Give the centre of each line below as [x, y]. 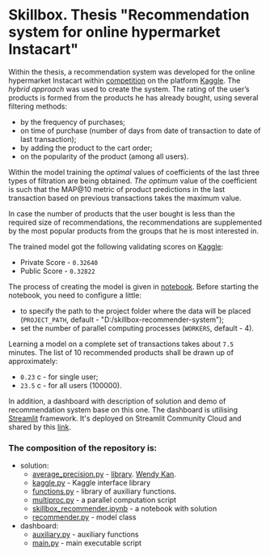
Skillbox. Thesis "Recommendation [129, 15]
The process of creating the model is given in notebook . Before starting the [133, 286]
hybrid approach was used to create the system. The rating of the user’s [129, 89]
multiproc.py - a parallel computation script [104, 500]
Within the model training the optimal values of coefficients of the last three [134, 172]
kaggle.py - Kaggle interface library [91, 483]
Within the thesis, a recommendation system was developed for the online [132, 71]
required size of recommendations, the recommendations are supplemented [135, 222]
